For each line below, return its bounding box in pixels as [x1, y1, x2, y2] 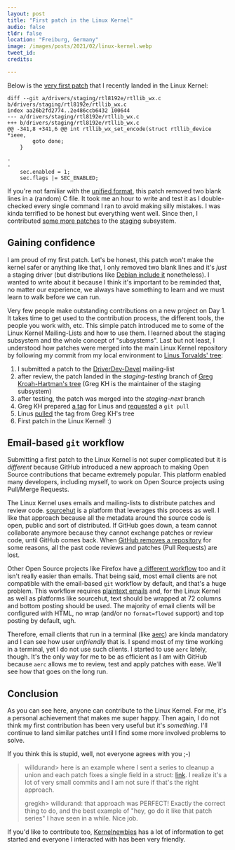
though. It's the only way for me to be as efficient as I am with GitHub [7, 652, 208, 661]
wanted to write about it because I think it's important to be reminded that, [7, 277, 222, 286]
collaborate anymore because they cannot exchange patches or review [7, 528, 213, 537]
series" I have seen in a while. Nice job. [24, 814, 138, 823]
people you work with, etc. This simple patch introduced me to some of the [7, 321, 224, 329]
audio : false [7, 23, 46, 30]
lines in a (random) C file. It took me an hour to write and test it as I [7, 194, 200, 203]
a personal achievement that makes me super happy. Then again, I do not [7, 714, 220, 722]
